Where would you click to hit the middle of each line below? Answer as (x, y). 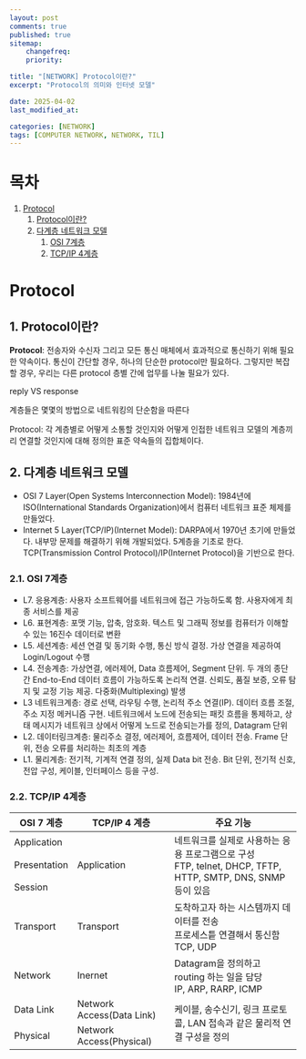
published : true (40, 35)
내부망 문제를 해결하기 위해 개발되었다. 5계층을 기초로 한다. (139, 541)
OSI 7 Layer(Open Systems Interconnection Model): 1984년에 (137, 496)
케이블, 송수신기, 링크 (217, 1009)
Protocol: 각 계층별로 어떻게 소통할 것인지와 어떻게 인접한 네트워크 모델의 (139, 430)
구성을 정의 (208, 1036)
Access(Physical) (114, 1041)
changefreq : (48, 52)
